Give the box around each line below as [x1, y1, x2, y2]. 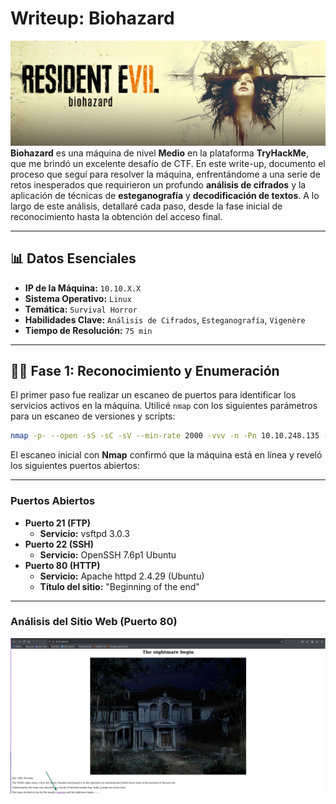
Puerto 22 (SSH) [24, 538, 95, 550]
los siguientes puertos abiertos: [10, 460, 140, 472]
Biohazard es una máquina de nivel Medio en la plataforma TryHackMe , [10, 147, 309, 159]
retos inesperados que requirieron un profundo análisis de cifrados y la [10, 178, 307, 191]
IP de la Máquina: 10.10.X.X [24, 282, 142, 294]
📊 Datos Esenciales [10, 250, 137, 267]
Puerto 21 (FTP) [24, 517, 92, 529]
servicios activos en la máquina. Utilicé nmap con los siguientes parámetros [10, 400, 318, 412]
